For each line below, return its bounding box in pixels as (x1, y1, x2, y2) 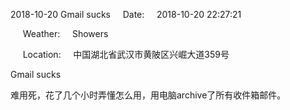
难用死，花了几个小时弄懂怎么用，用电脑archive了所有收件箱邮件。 (10, 89, 287, 101)
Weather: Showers (22, 28, 109, 39)
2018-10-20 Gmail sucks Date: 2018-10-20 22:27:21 (10, 9, 242, 20)
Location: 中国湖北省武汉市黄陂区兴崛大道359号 (22, 49, 230, 60)
